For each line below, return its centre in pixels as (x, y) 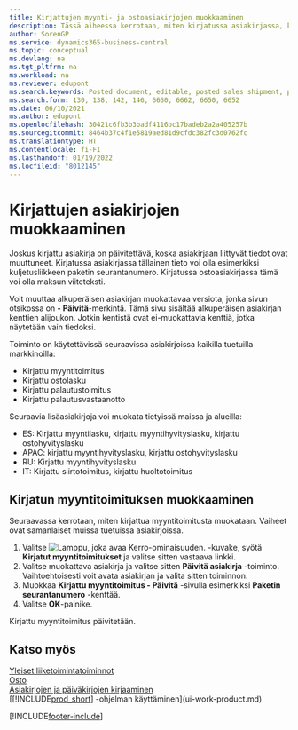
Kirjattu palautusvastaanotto (74, 400)
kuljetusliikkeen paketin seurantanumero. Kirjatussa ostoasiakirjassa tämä (144, 273)
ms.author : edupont (45, 116)
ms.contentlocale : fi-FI (55, 149)
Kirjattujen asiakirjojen (94, 210)
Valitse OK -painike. (57, 604)
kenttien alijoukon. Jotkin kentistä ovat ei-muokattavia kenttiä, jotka (132, 318)
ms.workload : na (39, 75)
